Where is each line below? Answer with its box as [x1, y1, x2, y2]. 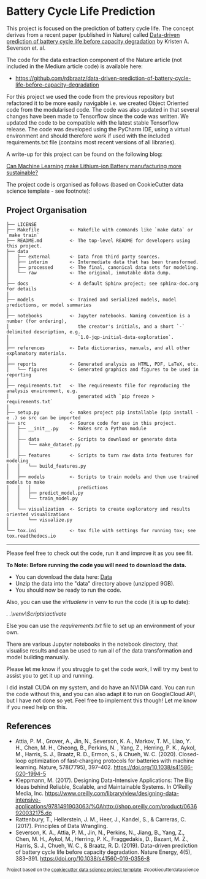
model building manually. [6, 653, 69, 660]
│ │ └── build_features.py [6, 463, 86, 469]
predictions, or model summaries [6, 302, 92, 308]
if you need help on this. [6, 703, 67, 710]
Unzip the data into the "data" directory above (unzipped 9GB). [15, 579, 175, 587]
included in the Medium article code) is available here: [6, 63, 143, 70]
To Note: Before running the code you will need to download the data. [6, 561, 187, 568]
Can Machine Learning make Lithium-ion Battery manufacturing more [6, 162, 182, 169]
